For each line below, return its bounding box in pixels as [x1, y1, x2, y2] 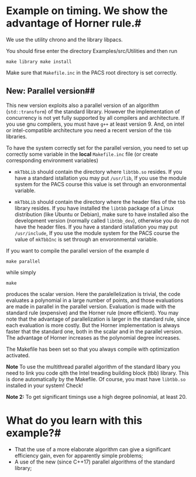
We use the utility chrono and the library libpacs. [6, 36, 123, 43]
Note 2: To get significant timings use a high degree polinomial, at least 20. [6, 393, 187, 400]
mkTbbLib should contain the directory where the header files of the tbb [14, 198, 186, 205]
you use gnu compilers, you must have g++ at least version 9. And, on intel [6, 120, 184, 127]
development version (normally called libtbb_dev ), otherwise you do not [14, 217, 189, 224]
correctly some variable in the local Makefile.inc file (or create [6, 150, 158, 157]
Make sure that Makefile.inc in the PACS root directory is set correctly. [6, 69, 177, 76]
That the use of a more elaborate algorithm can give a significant [14, 445, 171, 453]
